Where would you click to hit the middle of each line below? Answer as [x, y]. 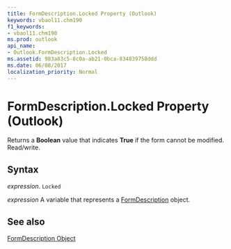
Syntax [23, 169]
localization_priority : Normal [53, 72]
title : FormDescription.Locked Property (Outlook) [82, 14]
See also [26, 222]
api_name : [22, 46]
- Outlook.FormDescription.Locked [57, 53]
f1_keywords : [26, 26]
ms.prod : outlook [32, 40]
